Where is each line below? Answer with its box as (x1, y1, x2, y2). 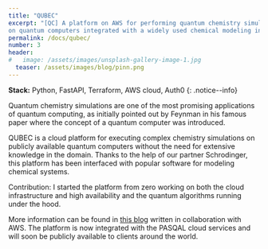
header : (8, 49, 34, 56)
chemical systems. (8, 166, 70, 176)
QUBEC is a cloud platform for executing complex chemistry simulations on (8, 133, 255, 142)
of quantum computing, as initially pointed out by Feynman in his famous (8, 109, 247, 119)
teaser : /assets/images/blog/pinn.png (15, 64, 145, 72)
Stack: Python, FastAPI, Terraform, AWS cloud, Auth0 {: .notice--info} (8, 85, 238, 95)
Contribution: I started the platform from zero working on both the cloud (8, 182, 245, 192)
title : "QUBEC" (8, 11, 59, 20)
